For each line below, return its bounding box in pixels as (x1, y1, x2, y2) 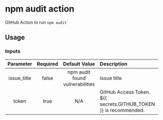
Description (99, 60, 128, 67)
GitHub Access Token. (99, 89, 151, 95)
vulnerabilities (63, 81, 95, 88)
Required (36, 60, 58, 67)
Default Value (63, 60, 96, 67)
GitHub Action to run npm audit (5, 19, 67, 25)
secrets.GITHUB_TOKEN (99, 101, 155, 107)
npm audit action (5, 3, 75, 15)
